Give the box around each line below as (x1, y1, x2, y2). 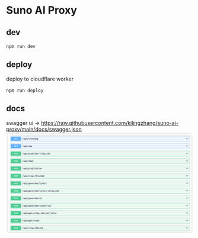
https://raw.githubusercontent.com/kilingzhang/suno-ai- (41, 119, 179, 126)
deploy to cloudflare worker (6, 75, 74, 82)
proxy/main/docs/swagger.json (6, 126, 82, 133)
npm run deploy (6, 87, 44, 94)
